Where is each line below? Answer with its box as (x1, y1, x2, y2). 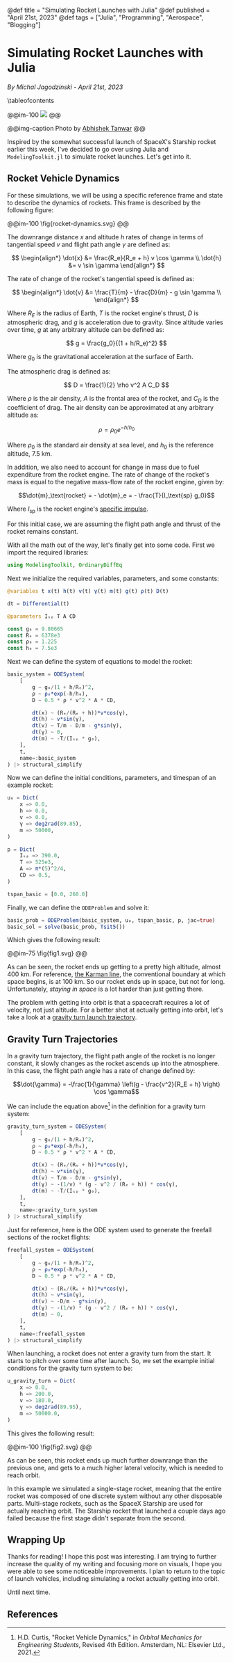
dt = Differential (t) (7, 600, 70, 607)
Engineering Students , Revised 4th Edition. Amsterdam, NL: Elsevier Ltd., (17, 1641, 225, 1649)
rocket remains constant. (7, 527, 78, 536)
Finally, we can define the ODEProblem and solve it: (7, 903, 150, 912)
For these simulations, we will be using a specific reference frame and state (7, 191, 223, 199)
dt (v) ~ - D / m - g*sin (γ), (32, 1298, 107, 1305)
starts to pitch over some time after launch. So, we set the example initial (7, 1357, 215, 1365)
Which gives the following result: (7, 936, 101, 944)
